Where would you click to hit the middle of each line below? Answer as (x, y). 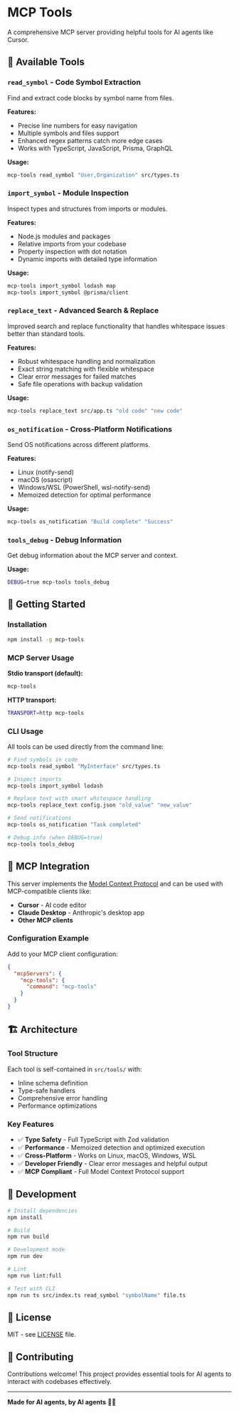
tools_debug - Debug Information (65, 540)
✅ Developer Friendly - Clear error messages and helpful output (112, 1163)
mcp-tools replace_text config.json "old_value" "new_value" (100, 805)
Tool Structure (33, 1054)
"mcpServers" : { (38, 973)
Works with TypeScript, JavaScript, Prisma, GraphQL (95, 148)
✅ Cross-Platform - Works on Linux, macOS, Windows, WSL (107, 1155)
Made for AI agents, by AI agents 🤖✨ (62, 1402)
